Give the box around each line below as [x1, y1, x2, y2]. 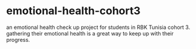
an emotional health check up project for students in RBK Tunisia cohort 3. [6, 24, 191, 31]
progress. [6, 36, 30, 43]
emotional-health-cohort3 [6, 4, 141, 18]
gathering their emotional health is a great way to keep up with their [6, 30, 174, 37]
